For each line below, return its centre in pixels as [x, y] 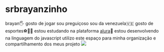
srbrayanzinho [36, 9]
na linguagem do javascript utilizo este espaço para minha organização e [81, 38]
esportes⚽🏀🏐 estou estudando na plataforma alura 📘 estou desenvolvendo [82, 30]
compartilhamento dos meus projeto [43, 44]
